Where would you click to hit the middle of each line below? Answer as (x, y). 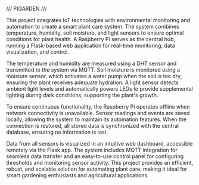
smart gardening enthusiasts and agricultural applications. (77, 175)
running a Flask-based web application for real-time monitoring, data (91, 45)
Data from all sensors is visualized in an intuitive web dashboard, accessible (99, 144)
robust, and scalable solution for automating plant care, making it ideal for (97, 169)
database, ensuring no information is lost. (57, 132)
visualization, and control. (38, 52)
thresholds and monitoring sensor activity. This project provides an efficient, (100, 163)
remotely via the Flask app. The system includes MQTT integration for (92, 150)
